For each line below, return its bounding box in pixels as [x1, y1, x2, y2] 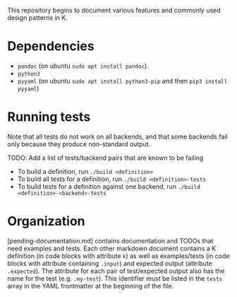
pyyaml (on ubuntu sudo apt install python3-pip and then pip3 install [17, 76, 228, 85]
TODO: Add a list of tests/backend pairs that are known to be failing [7, 153, 204, 162]
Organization [7, 214, 85, 229]
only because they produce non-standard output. [7, 139, 151, 148]
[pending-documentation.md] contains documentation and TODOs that [7, 236, 214, 245]
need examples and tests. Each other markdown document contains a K [7, 244, 217, 252]
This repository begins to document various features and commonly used [7, 6, 221, 14]
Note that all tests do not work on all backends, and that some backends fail [7, 132, 228, 141]
